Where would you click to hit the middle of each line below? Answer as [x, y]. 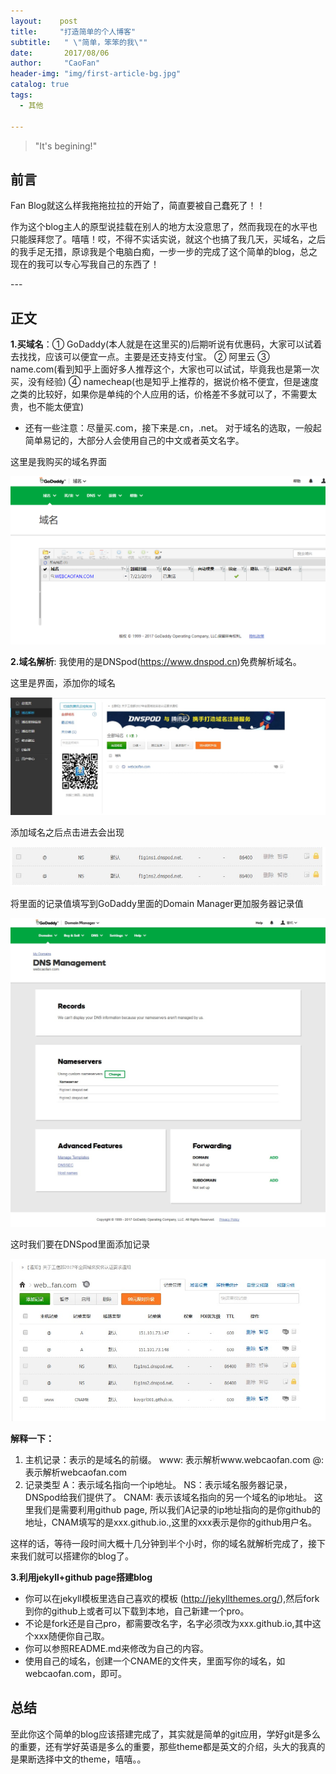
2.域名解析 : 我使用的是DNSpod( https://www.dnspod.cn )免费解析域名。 [156, 662]
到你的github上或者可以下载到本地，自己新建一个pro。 [137, 1611]
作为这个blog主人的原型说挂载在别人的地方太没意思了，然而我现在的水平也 [164, 227]
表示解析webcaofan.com [75, 1472]
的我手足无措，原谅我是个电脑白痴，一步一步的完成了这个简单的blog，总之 [164, 252]
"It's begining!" [66, 146]
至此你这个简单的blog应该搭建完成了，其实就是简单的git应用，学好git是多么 [166, 1734]
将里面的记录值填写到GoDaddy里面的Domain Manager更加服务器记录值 [157, 904]
